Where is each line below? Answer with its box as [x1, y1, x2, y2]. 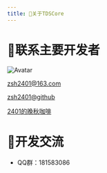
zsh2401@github [7, 92, 55, 101]
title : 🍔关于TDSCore [7, 10, 64, 17]
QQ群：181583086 [17, 158, 70, 167]
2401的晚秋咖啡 [7, 107, 52, 115]
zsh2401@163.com [7, 79, 61, 88]
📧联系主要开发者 [7, 42, 100, 58]
